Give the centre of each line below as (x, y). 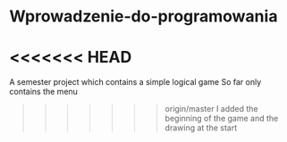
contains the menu (44, 92)
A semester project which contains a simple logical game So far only (135, 82)
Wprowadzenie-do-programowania (143, 17)
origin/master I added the (211, 109)
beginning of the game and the (222, 119)
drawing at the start (201, 128)
